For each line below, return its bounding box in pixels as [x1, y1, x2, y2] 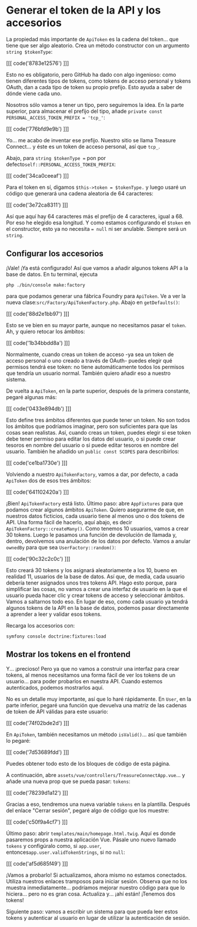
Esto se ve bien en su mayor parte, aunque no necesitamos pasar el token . [6, 321, 187, 328]
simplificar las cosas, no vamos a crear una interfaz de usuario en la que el [6, 585, 188, 592]
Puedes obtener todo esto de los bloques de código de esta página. [6, 760, 171, 767]
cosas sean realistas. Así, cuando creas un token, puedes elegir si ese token [6, 429, 191, 436]
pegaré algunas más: [6, 393, 57, 400]
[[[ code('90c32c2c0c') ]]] [6, 555, 71, 562]
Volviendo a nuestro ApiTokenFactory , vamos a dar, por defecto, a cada [6, 471, 178, 478]
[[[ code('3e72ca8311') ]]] [6, 201, 69, 208]
